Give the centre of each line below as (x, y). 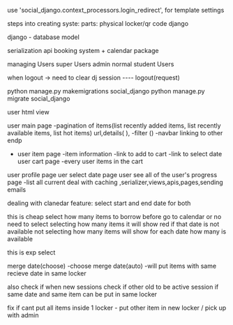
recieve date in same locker (47, 273)
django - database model (44, 37)
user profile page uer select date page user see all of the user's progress (112, 175)
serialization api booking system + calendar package (83, 51)
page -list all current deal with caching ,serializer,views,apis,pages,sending (115, 182)
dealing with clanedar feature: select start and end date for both (99, 203)
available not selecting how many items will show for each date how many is (117, 232)
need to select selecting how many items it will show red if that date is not (113, 224)
